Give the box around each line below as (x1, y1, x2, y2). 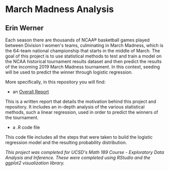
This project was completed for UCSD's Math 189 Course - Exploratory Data (5, 149, 164, 155)
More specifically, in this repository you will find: (5, 79, 106, 85)
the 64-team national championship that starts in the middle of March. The (5, 48, 160, 53)
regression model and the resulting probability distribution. (5, 140, 127, 145)
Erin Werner (5, 24, 44, 32)
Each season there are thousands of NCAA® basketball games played (5, 37, 150, 43)
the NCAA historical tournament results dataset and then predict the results (5, 59, 162, 64)
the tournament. (5, 115, 39, 121)
